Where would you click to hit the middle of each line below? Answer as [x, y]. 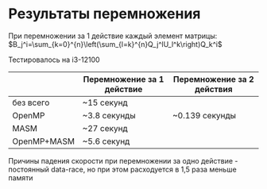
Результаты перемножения [104, 14]
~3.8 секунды [109, 115]
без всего [31, 102]
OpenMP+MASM [44, 141]
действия [213, 89]
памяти [21, 177]
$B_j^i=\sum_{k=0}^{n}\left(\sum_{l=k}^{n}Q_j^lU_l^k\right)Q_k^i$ [115, 44]
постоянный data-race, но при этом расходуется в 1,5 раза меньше [122, 169]
